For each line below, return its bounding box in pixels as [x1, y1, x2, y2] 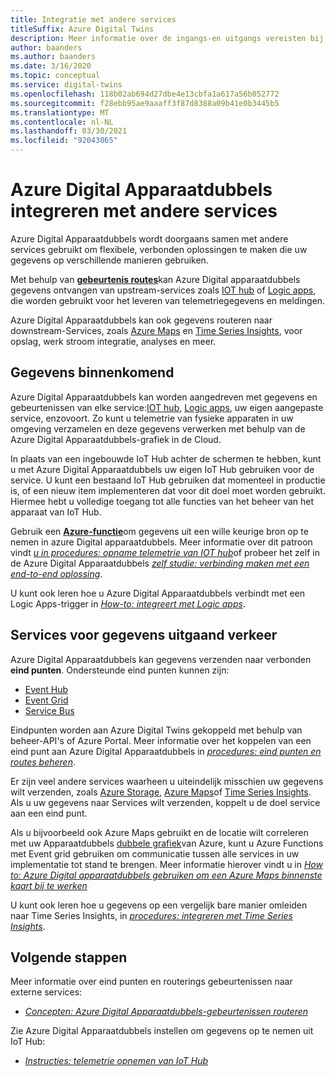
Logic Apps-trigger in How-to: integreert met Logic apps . [10, 597, 246, 610]
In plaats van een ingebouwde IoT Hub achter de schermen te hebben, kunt [10, 452, 322, 465]
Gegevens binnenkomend [10, 364, 175, 381]
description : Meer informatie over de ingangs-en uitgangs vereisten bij [10, 33, 325, 43]
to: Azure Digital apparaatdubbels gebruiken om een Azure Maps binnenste [10, 869, 323, 881]
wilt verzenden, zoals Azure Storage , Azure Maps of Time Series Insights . [10, 786, 312, 798]
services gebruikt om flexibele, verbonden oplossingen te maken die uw [10, 243, 308, 255]
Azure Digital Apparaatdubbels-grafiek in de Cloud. [10, 433, 222, 445]
